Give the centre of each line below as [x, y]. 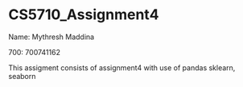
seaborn [22, 76]
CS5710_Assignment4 [84, 15]
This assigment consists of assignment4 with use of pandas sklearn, [122, 67]
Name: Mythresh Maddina [51, 37]
